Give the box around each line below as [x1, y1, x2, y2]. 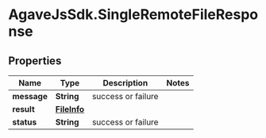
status [12, 117, 37, 128]
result [12, 104, 36, 114]
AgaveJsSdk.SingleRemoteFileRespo [8, 6, 259, 24]
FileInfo [55, 104, 85, 114]
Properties [8, 54, 62, 67]
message [12, 91, 48, 102]
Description [102, 78, 148, 88]
